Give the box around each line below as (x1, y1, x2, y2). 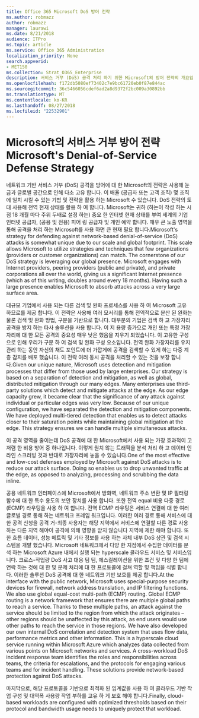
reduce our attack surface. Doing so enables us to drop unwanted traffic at (6, 464, 189, 472)
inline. (6, 477, 21, 485)
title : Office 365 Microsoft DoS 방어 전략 (6, 8, 111, 15)
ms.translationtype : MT (6, 91, 65, 97)
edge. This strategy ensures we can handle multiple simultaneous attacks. (6, 425, 188, 432)
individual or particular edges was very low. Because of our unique (6, 399, 169, 407)
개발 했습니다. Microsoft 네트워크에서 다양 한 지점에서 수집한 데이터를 (21, 542, 182, 549)
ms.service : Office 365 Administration (6, 48, 105, 53)
